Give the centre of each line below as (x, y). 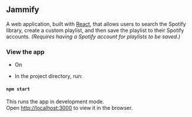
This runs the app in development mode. (55, 102)
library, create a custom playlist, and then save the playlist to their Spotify (95, 30)
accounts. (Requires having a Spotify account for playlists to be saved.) (93, 36)
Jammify (23, 10)
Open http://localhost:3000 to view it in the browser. (69, 108)
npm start (18, 89)
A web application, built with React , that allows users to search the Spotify (96, 24)
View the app (25, 51)
